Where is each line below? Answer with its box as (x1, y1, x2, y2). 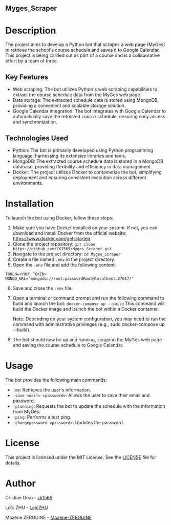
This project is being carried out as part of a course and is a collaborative (5, 52, 160, 58)
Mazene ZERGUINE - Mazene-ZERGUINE (5, 514, 92, 520)
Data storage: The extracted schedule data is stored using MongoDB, (12, 97, 159, 103)
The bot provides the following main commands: (5, 377, 108, 383)
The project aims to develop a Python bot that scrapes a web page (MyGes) (5, 41, 165, 48)
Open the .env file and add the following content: (12, 261, 116, 268)
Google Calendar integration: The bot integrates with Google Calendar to (12, 108, 166, 114)
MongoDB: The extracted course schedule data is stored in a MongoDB (12, 158, 164, 164)
